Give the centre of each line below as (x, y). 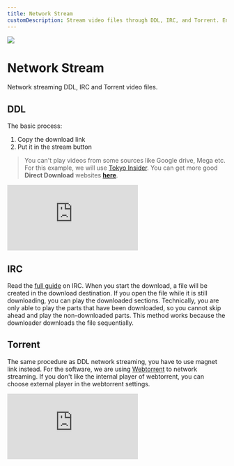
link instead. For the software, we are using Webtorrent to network (102, 369)
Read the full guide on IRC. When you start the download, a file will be (107, 286)
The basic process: (35, 126)
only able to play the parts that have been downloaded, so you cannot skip (114, 308)
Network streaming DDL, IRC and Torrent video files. (83, 87)
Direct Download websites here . (71, 175)
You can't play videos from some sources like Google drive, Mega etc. (125, 161)
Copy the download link (51, 140)
